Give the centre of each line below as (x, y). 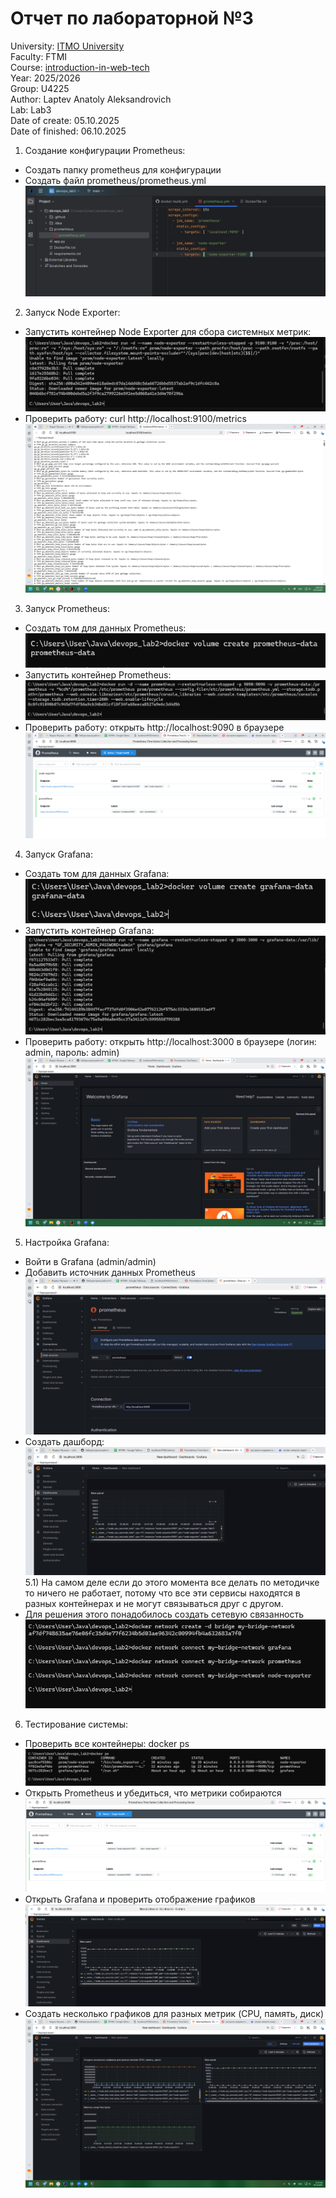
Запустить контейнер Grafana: (89, 930)
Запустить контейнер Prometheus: (98, 675)
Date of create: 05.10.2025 (65, 120)
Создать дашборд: (64, 1442)
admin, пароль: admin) (72, 1052)
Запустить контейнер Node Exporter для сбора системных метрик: (168, 332)
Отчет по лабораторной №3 (132, 18)
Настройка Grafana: (67, 1243)
